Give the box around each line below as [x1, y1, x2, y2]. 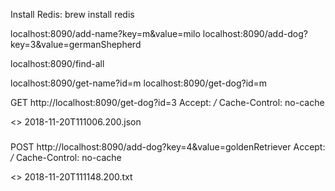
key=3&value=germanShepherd [10, 39, 142, 50]
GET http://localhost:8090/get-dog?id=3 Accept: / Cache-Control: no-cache [10, 97, 325, 108]
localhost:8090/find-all [10, 58, 105, 69]
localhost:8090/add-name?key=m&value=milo [10, 28, 201, 39]
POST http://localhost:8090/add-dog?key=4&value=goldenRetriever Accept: [10, 140, 326, 153]
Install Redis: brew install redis [10, 9, 135, 20]
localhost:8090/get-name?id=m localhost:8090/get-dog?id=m [10, 77, 268, 89]
